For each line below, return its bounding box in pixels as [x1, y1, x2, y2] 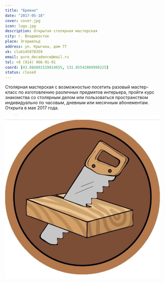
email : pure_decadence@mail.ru [5, 54, 69, 59]
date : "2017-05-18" [5, 13, 45, 18]
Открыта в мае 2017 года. [5, 105, 59, 111]
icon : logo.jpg [5, 24, 36, 28]
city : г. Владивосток [5, 34, 50, 39]
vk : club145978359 [5, 49, 43, 54]
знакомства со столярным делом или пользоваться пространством [5, 95, 148, 101]
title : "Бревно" [5, 8, 38, 13]
